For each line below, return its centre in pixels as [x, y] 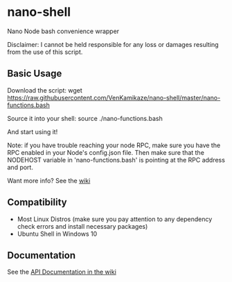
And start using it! [33, 131]
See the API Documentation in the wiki [62, 272]
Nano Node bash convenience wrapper [63, 31]
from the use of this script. [45, 52]
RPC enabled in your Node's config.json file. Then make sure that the [106, 152]
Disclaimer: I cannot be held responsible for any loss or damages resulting [113, 44]
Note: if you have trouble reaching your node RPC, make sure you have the [114, 145]
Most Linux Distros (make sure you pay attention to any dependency [115, 219]
